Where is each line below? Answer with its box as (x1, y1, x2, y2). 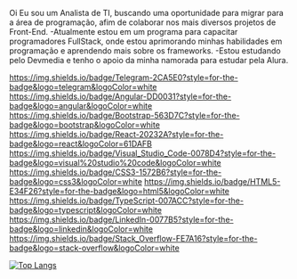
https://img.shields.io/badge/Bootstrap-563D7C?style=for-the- (9, 111, 240, 120)
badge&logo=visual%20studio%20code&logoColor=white (9, 158, 221, 168)
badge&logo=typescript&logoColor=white (9, 205, 163, 215)
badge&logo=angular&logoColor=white (9, 101, 153, 111)
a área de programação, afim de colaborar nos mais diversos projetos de (9, 17, 277, 28)
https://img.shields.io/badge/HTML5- (143, 176, 281, 186)
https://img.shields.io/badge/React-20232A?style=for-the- (9, 129, 224, 139)
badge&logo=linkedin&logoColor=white (9, 224, 154, 234)
